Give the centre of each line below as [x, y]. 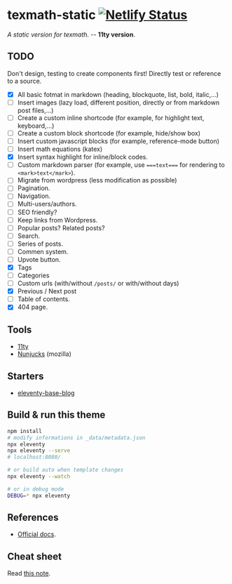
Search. [29, 236]
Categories [33, 275]
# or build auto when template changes [66, 470]
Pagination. [34, 188]
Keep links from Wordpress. [57, 220]
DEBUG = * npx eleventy [39, 496]
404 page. [32, 307]
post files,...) [35, 110]
